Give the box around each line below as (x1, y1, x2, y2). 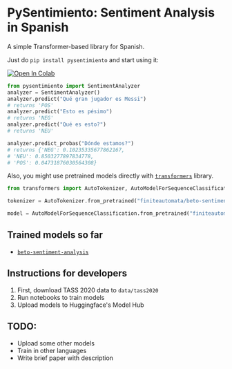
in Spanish (7, 19, 69, 35)
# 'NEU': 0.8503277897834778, (7, 153, 95, 160)
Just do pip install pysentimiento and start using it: (7, 55, 159, 64)
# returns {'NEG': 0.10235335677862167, (7, 146, 126, 153)
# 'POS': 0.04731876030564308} (7, 159, 97, 167)
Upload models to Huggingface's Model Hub (17, 301, 144, 309)
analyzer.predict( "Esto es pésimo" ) (7, 108, 113, 115)
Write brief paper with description (17, 354, 114, 362)
